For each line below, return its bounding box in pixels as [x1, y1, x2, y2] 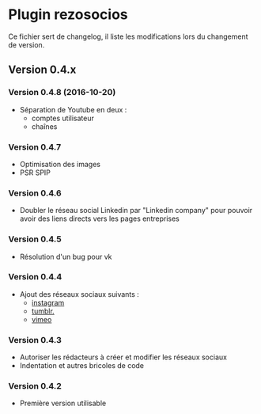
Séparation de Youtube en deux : [19, 104, 127, 114]
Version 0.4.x [8, 63, 77, 77]
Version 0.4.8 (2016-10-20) [8, 87, 116, 98]
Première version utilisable [19, 398, 107, 408]
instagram [31, 298, 65, 307]
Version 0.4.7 [8, 141, 62, 152]
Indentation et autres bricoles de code [19, 361, 145, 370]
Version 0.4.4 [8, 272, 62, 283]
